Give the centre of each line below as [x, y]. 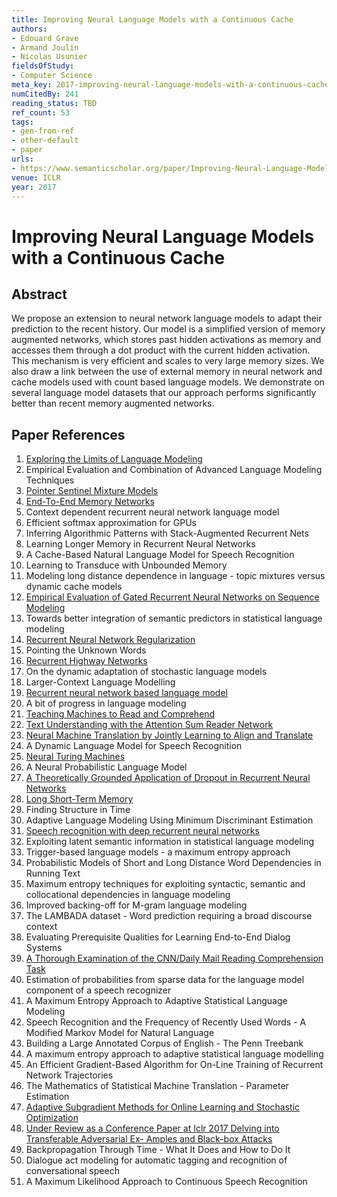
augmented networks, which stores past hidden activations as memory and [166, 340]
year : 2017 [34, 187]
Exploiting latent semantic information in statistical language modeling [170, 842]
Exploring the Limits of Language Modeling [114, 459]
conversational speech [72, 1171]
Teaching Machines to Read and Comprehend [120, 714]
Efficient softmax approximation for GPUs [111, 523]
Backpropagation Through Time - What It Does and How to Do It [158, 1150]
